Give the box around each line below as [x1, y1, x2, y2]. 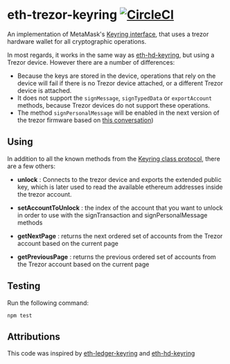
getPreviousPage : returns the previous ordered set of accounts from [17, 252, 216, 260]
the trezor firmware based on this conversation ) [17, 115, 154, 124]
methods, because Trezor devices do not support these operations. [17, 101, 210, 109]
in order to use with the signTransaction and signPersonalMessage [17, 210, 208, 219]
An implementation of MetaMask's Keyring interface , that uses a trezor [7, 30, 209, 38]
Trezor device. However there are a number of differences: [7, 58, 175, 66]
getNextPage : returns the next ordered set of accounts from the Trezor [17, 231, 223, 240]
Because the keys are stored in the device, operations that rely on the [17, 72, 216, 80]
